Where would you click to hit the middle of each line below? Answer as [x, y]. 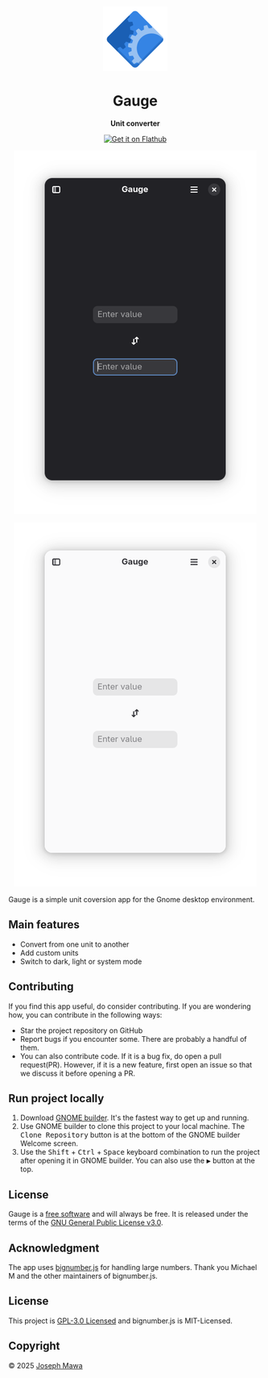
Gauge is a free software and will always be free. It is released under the [128, 1214]
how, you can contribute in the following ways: [85, 1014]
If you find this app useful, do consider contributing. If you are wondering [130, 1006]
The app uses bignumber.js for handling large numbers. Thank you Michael [133, 1267]
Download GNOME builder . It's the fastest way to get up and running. [134, 1118]
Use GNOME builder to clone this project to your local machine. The [132, 1126]
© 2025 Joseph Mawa [45, 1365]
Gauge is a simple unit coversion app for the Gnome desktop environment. [132, 899]
